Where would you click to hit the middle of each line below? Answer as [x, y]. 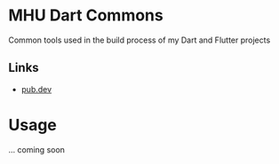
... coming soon [37, 149]
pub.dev [36, 89]
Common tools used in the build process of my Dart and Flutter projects [139, 40]
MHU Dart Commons [86, 16]
